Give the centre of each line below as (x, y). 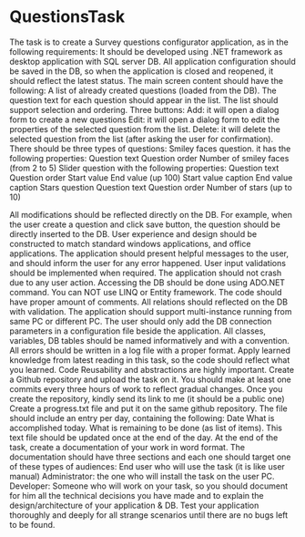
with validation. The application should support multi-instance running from (151, 311)
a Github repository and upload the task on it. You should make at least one (150, 379)
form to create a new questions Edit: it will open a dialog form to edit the (145, 119)
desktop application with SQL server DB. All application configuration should (152, 61)
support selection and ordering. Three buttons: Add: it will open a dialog (144, 109)
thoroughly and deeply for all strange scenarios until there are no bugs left (149, 515)
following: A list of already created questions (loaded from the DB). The (143, 90)
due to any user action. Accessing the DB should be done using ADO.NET (147, 282)
